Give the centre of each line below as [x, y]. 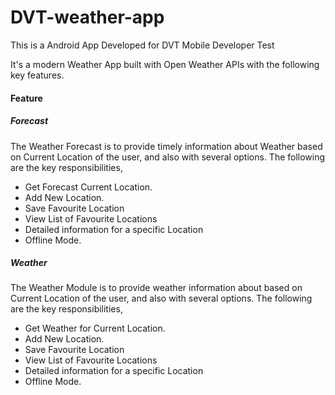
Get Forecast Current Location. [88, 187]
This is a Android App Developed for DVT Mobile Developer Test [142, 45]
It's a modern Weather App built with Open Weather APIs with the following [165, 64]
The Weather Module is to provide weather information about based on [156, 288]
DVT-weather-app [87, 17]
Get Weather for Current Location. [95, 328]
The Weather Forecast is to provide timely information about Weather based [166, 146]
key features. [37, 75]
